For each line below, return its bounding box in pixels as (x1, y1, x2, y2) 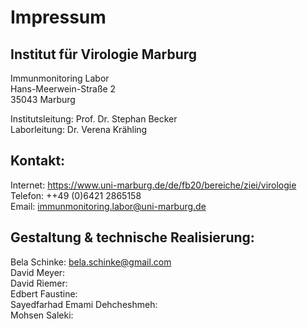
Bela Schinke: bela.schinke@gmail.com (10, 256, 172, 268)
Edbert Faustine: (10, 287, 78, 300)
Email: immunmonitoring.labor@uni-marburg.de (10, 200, 207, 212)
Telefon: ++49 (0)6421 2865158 (10, 189, 142, 201)
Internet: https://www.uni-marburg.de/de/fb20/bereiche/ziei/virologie (10, 179, 297, 191)
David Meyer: (10, 266, 66, 278)
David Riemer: (10, 277, 68, 289)
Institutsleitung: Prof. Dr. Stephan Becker (10, 113, 178, 125)
